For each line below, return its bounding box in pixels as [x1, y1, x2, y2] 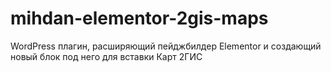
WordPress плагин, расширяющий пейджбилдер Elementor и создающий [10, 40, 322, 52]
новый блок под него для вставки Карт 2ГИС [10, 50, 203, 62]
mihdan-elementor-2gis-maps [10, 7, 269, 30]
